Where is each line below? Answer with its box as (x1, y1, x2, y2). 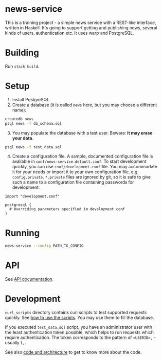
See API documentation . (5, 276, 54, 282)
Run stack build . (5, 63, 40, 69)
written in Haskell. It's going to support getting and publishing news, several (5, 24, 157, 30)
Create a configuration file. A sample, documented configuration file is (12, 153, 153, 159)
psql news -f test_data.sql (5, 144, 62, 150)
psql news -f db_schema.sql (5, 121, 62, 126)
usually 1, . (5, 340, 26, 346)
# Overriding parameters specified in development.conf (9, 207, 125, 212)
